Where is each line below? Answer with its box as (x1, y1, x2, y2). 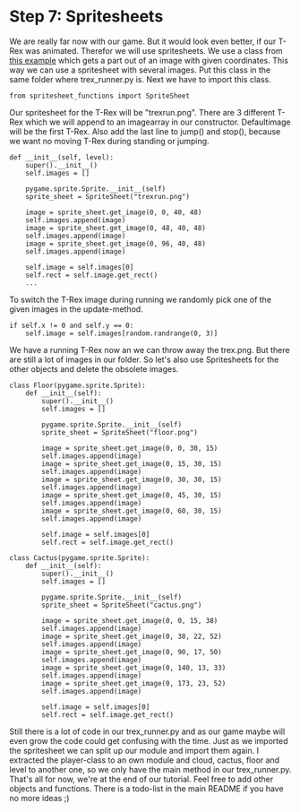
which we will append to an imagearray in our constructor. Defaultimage (25, 117, 291, 127)
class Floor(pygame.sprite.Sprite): (9, 381, 146, 390)
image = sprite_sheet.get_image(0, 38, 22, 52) (41, 632, 222, 641)
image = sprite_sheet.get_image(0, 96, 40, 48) (25, 239, 206, 248)
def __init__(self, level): (9, 152, 115, 162)
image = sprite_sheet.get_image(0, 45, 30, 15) (41, 490, 222, 499)
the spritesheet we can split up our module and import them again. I (9, 745, 260, 756)
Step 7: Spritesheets (9, 6, 164, 27)
